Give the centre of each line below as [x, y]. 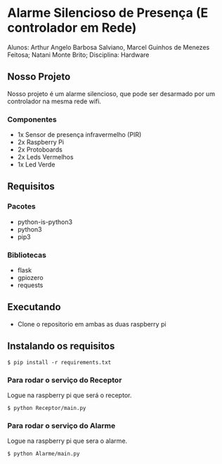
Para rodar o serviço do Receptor [65, 380]
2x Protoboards [40, 150]
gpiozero [30, 278]
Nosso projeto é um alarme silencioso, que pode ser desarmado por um [111, 93]
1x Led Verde [36, 165]
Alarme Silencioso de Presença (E [108, 13]
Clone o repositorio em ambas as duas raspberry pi [92, 324]
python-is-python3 [45, 222]
